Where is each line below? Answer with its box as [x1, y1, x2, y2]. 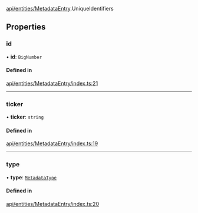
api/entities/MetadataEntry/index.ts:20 [6, 200, 99, 207]
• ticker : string [6, 113, 44, 120]
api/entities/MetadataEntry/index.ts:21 [6, 80, 98, 87]
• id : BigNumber [6, 53, 42, 60]
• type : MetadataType [6, 173, 57, 181]
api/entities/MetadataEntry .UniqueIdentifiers [6, 5, 114, 12]
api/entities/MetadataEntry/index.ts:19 [6, 140, 98, 147]
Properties [6, 22, 46, 32]
